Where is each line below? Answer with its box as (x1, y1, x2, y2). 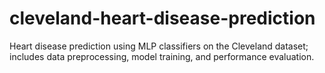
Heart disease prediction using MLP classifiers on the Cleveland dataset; (9, 40, 309, 52)
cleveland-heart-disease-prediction (9, 7, 316, 30)
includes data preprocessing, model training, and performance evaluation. (9, 50, 315, 62)
